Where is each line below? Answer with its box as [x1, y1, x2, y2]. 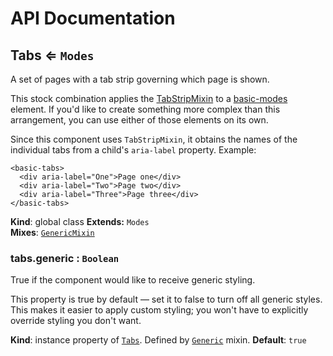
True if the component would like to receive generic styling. [10, 274, 256, 286]
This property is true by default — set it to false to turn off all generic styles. [10, 293, 323, 306]
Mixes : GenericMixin [10, 227, 95, 238]
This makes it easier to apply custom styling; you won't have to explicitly [10, 304, 309, 316]
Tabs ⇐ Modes [10, 47, 95, 64]
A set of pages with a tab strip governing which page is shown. [10, 73, 270, 85]
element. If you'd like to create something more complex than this [10, 103, 281, 115]
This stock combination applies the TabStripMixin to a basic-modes [10, 93, 288, 104]
